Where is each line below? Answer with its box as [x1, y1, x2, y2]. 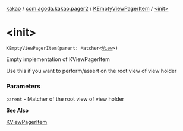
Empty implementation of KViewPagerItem [6, 56, 110, 63]
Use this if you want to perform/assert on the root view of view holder [6, 67, 177, 74]
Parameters [6, 82, 40, 90]
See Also [6, 107, 29, 114]
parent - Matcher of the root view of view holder [6, 95, 125, 103]
